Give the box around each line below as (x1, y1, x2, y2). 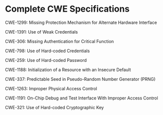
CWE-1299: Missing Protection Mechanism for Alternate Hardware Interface (5, 19, 157, 25)
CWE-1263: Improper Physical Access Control (5, 85, 97, 91)
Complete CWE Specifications (5, 3, 130, 15)
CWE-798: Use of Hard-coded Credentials (5, 48, 90, 54)
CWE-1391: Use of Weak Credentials (5, 29, 78, 35)
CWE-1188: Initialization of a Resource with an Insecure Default (5, 67, 131, 73)
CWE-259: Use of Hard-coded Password (5, 57, 87, 63)
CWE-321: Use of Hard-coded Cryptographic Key (5, 104, 104, 110)
